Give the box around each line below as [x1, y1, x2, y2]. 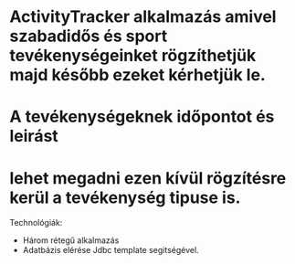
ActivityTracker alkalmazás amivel [9, 6, 277, 27]
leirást [9, 126, 59, 147]
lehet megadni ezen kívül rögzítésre [9, 167, 287, 188]
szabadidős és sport [9, 26, 168, 47]
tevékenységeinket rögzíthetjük [9, 46, 257, 66]
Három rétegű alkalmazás [22, 235, 120, 246]
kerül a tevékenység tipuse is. [9, 187, 241, 207]
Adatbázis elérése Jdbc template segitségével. [22, 245, 199, 256]
